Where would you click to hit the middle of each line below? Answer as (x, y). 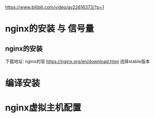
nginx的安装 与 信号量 (50, 29)
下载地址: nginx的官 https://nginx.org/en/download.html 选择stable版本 (77, 61)
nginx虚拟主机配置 (43, 108)
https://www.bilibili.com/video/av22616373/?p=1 (55, 7)
